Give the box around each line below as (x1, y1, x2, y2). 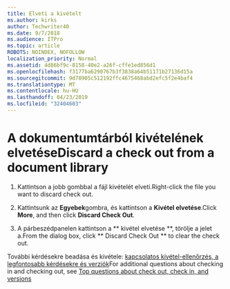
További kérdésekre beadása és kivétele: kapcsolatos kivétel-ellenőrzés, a (7, 252, 219, 261)
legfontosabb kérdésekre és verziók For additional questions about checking (7, 259, 224, 268)
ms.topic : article (7, 42, 60, 49)
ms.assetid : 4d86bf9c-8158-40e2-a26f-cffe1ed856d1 (7, 62, 156, 69)
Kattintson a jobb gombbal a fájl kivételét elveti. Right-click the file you (17, 182, 216, 191)
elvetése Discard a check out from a (7, 145, 215, 161)
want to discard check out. (17, 190, 93, 198)
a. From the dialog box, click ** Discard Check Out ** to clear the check (17, 231, 220, 240)
